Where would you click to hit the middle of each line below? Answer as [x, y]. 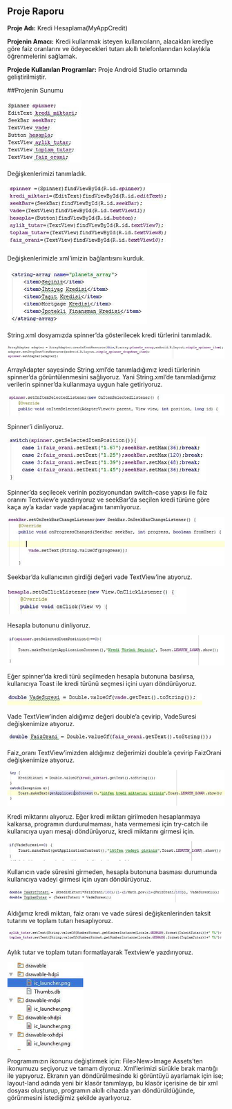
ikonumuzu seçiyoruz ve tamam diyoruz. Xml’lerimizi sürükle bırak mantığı [113, 1068]
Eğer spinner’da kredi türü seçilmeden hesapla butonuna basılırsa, [101, 676]
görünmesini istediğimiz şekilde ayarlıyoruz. [69, 1097]
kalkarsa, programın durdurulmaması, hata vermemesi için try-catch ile [108, 824]
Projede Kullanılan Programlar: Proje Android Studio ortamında [97, 69]
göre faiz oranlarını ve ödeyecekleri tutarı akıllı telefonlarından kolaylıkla [109, 48]
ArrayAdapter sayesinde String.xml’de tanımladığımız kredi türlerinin [104, 370]
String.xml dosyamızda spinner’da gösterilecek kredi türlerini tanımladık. [110, 335]
